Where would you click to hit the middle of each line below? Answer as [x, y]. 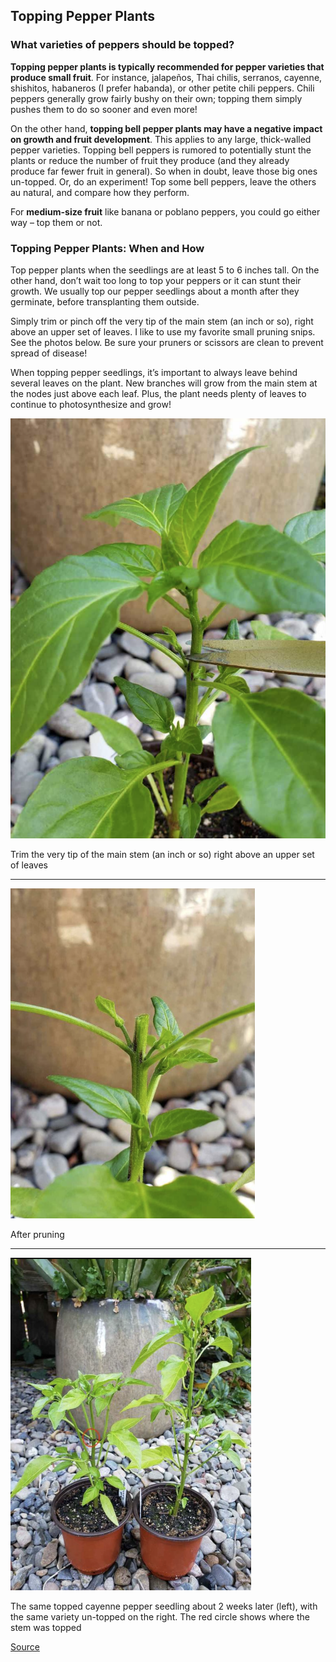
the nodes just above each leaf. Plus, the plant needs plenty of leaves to [158, 393]
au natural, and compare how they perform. [100, 192]
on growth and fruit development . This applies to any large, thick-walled [161, 139]
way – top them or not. [56, 222]
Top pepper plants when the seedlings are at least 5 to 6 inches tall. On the [165, 270]
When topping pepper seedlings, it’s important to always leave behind [154, 372]
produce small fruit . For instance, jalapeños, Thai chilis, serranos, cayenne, [166, 77]
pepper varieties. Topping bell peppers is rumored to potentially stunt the [161, 150]
